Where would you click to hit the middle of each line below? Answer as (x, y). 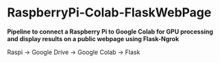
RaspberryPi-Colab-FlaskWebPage (109, 13)
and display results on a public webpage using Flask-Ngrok (93, 38)
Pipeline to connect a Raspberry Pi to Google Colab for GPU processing (110, 32)
